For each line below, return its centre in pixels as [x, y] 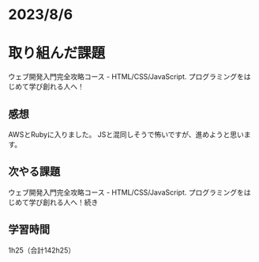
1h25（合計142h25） [42, 250]
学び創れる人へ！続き [64, 202]
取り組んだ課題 [57, 53]
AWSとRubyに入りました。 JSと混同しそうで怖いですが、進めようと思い [126, 134]
